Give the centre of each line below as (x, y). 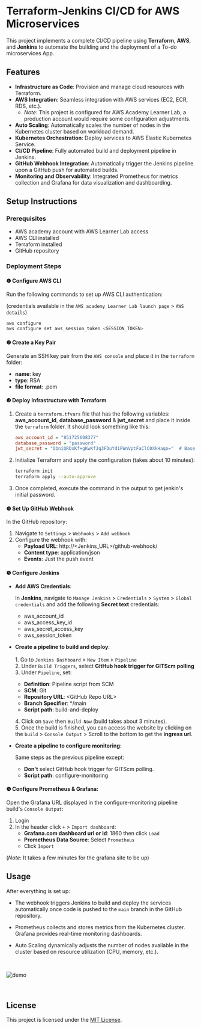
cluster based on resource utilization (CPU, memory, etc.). (87, 951)
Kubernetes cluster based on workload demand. (74, 131)
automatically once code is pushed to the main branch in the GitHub (98, 909)
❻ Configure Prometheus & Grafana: (52, 789)
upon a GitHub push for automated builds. (67, 170)
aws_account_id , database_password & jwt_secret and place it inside (103, 420)
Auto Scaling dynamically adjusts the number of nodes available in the (102, 945)
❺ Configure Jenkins (33, 573)
